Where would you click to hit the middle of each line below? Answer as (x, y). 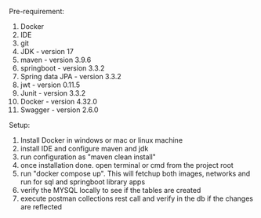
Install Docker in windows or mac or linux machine (101, 140)
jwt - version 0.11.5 (50, 85)
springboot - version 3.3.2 (62, 68)
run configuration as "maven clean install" (88, 157)
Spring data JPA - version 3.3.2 (71, 76)
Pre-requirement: (37, 11)
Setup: (20, 125)
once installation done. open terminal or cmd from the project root (127, 165)
